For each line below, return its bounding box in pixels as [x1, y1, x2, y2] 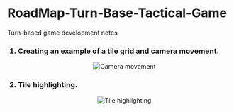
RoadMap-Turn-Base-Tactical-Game [7, 5, 228, 21]
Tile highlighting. [17, 80, 78, 90]
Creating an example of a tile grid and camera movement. [17, 46, 220, 56]
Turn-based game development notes [7, 28, 118, 37]
